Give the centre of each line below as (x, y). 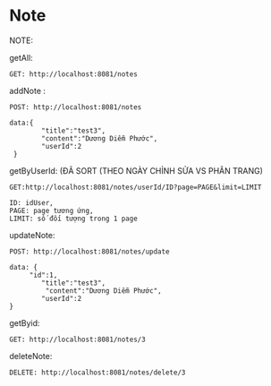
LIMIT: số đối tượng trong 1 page (74, 219)
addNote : (28, 90)
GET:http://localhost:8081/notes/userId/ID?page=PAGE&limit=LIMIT (135, 187)
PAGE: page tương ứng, (51, 210)
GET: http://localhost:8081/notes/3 (77, 339)
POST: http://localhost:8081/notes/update (89, 252)
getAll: (21, 57)
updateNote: (32, 235)
